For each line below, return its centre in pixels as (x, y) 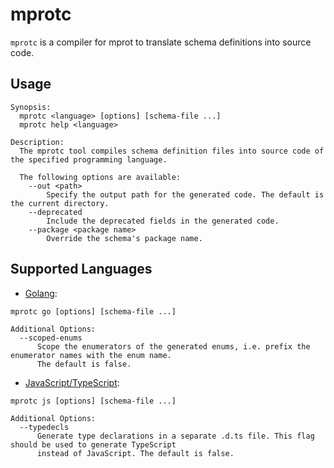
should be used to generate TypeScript (93, 444)
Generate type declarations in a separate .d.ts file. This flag (175, 436)
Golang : (41, 293)
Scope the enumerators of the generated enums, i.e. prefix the (173, 346)
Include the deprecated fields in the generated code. (163, 221)
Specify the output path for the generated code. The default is (185, 194)
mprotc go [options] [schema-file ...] (93, 311)
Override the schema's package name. (124, 238)
